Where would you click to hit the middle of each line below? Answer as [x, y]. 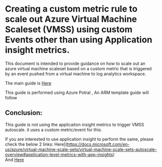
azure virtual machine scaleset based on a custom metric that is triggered [78, 68]
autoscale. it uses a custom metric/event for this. [54, 130]
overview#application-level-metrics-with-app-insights [59, 154]
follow [11, 97]
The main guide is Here [28, 83]
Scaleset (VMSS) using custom [69, 30]
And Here [15, 159]
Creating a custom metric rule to [71, 9]
